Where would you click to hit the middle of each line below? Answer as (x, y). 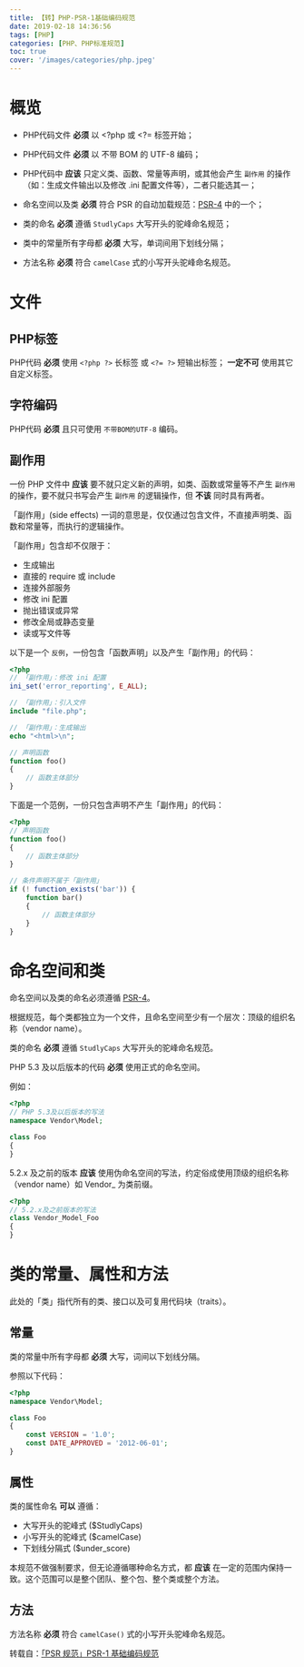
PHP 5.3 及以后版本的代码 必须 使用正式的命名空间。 (108, 1067)
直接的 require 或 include (69, 576)
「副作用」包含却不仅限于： (61, 545)
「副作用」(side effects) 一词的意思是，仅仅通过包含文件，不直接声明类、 (147, 514)
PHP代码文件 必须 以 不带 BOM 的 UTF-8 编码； (112, 154)
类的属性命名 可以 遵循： (55, 1506)
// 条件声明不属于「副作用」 (56, 881)
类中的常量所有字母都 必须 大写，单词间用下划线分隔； (124, 243)
